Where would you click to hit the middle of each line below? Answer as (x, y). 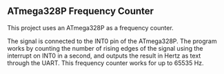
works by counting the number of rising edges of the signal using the (105, 48)
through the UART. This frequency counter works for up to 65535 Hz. (106, 63)
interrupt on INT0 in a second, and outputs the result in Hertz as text (104, 56)
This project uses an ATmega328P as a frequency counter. (90, 27)
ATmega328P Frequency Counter (80, 11)
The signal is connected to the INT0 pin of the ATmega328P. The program (112, 41)
